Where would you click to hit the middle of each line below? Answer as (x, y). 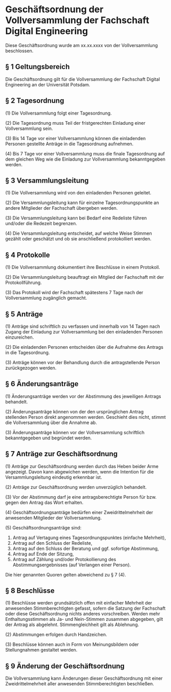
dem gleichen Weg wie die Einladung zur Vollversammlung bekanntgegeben (86, 159)
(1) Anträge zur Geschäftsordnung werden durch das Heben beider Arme (82, 466)
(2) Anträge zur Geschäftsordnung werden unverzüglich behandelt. (76, 487)
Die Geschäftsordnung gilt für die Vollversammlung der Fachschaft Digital (83, 79)
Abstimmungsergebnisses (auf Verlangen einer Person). (72, 565)
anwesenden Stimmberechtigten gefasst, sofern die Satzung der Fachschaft (86, 608)
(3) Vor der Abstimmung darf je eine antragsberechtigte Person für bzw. (81, 497)
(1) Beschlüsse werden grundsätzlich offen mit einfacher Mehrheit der (79, 603)
